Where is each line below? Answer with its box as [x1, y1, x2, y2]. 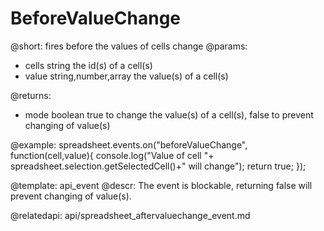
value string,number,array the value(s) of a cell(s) [24, 70, 229, 82]
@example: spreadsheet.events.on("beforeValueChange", [10, 138, 248, 151]
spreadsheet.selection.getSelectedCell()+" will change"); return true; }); [10, 160, 307, 172]
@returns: [10, 89, 52, 101]
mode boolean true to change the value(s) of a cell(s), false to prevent [24, 108, 314, 121]
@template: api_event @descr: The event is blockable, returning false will [10, 179, 313, 191]
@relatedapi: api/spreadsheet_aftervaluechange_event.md [10, 209, 251, 221]
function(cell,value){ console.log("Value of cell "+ [10, 149, 215, 161]
